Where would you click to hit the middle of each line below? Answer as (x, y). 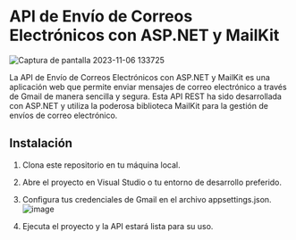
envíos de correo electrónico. (63, 115)
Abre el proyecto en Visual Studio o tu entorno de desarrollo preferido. (152, 182)
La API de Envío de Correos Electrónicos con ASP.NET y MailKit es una (140, 77)
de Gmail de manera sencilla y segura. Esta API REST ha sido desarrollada (145, 96)
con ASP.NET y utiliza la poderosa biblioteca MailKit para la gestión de (139, 105)
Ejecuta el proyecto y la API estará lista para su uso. (118, 226)
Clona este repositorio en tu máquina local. (101, 165)
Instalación (41, 143)
